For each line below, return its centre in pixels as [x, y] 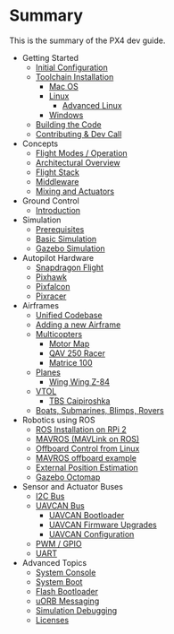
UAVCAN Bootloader [87, 515]
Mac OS [63, 86]
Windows [66, 115]
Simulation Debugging [76, 610]
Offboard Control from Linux [87, 448]
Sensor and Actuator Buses [72, 486]
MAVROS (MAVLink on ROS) [87, 439]
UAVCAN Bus [60, 505]
